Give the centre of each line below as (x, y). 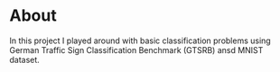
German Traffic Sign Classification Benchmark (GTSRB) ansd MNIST (136, 49)
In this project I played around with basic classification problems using (140, 40)
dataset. (25, 59)
